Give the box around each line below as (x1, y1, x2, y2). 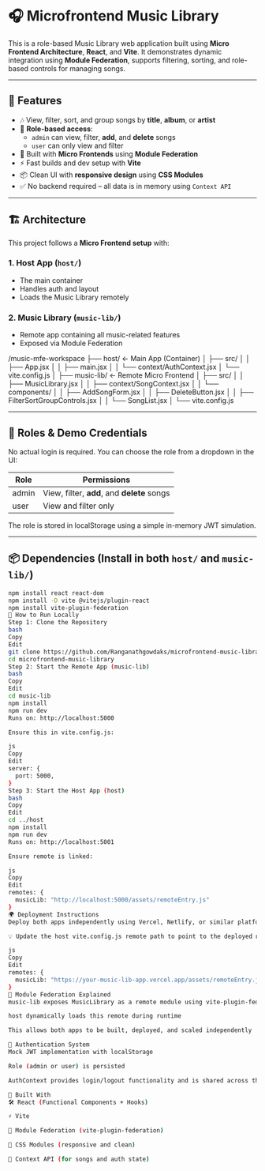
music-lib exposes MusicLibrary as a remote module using (8, 998, 203, 1006)
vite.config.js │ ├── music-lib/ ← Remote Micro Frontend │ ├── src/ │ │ (8, 371, 244, 380)
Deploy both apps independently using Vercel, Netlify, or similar (8, 918, 235, 926)
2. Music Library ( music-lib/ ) (8, 312, 121, 323)
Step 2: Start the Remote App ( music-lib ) (8, 662, 150, 671)
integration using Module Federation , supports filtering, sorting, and (8, 55, 230, 65)
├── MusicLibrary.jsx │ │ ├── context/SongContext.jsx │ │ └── (8, 379, 219, 389)
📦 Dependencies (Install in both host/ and (8, 552, 220, 566)
